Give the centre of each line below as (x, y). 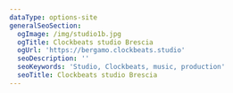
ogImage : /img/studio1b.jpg (70, 34)
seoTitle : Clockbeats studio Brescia (87, 75)
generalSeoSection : (46, 26)
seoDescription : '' (54, 58)
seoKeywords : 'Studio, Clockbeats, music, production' (121, 67)
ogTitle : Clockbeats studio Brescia (85, 42)
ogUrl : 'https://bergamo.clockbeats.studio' (101, 50)
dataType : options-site (54, 17)
